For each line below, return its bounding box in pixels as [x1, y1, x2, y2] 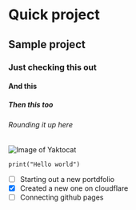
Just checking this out [8, 62, 98, 73]
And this [8, 82, 38, 91]
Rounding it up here [8, 120, 74, 130]
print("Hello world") [8, 160, 81, 168]
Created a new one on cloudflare [19, 183, 129, 193]
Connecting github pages [19, 192, 104, 202]
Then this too [8, 99, 54, 109]
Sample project [8, 38, 86, 51]
